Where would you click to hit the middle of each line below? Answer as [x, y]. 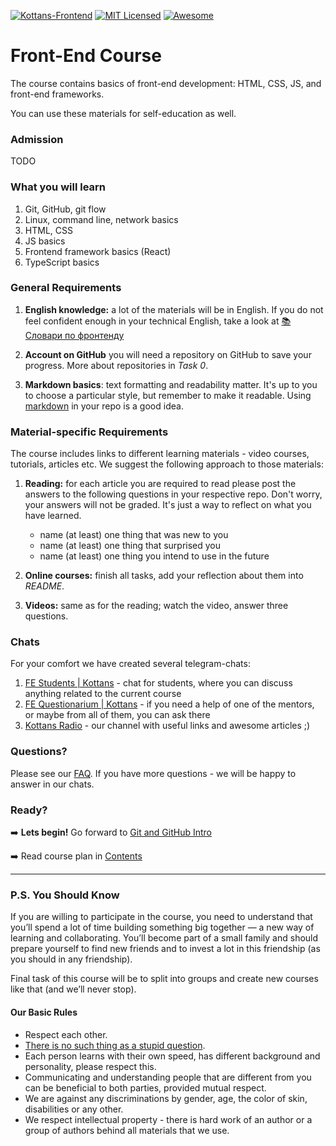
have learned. [53, 516]
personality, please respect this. [90, 1066]
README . [44, 586]
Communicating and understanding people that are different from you [168, 1077]
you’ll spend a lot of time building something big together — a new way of [162, 927]
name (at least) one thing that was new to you [134, 535]
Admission [37, 139]
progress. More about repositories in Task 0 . [116, 365]
